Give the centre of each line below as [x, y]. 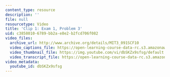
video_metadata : [22, 62]
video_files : [19, 38]
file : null [17, 19]
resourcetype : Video [27, 24]
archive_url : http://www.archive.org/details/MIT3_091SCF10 [74, 43]
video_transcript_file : [35, 57]
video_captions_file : [33, 48]
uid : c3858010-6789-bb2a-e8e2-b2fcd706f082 [52, 33]
